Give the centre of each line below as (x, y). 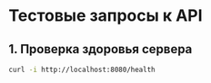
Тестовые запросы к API (105, 16)
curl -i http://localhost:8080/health (82, 69)
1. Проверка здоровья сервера (100, 49)
